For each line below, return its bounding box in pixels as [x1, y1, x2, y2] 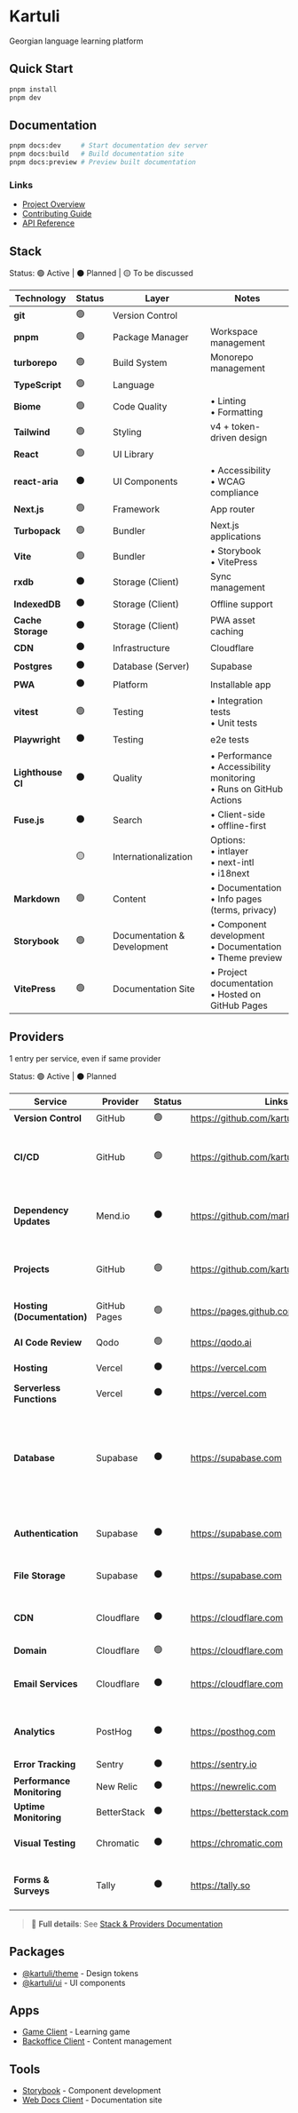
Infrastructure [112, 641, 170, 654]
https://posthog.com [190, 1725, 276, 1737]
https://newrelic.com [190, 1780, 277, 1792]
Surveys [13, 1885, 51, 1897]
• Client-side [209, 808, 266, 821]
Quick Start [9, 61, 74, 76]
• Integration [209, 695, 263, 707]
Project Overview [21, 199, 86, 210]
